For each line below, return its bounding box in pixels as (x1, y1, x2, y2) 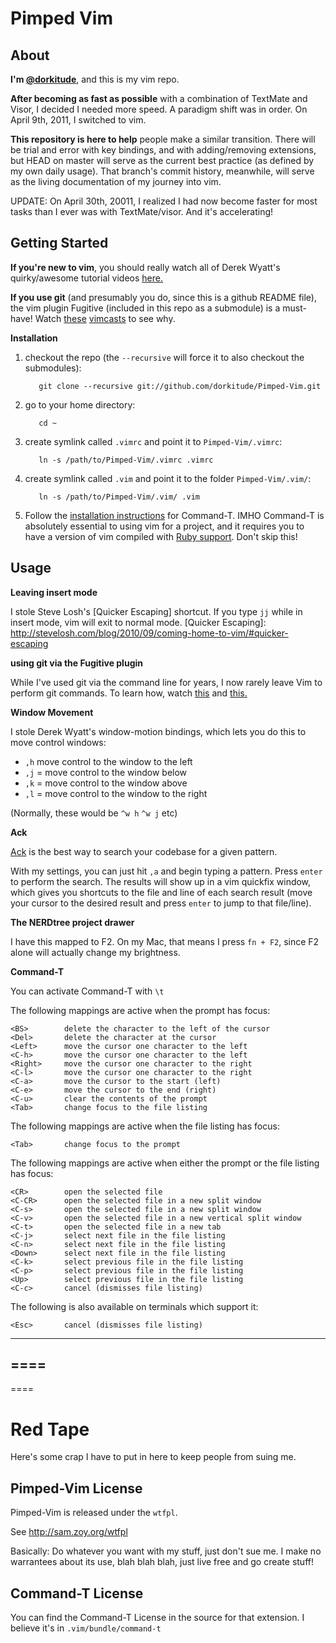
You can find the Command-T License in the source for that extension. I (10, 1612, 305, 1623)
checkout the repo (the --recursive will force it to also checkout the (24, 351, 305, 363)
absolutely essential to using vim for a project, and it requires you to (24, 520, 305, 532)
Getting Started (10, 235, 109, 252)
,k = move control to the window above (24, 777, 188, 789)
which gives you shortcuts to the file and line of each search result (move (10, 886, 313, 898)
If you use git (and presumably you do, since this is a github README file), (10, 291, 317, 303)
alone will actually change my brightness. (10, 946, 181, 958)
